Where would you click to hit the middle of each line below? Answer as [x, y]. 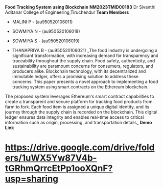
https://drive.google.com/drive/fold [80, 148]
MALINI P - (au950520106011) [42, 22]
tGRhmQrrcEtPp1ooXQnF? [59, 168]
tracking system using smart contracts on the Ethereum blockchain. [80, 87]
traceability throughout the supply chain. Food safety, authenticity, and [83, 61]
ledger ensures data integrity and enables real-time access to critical [75, 117]
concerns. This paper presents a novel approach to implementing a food [85, 81]
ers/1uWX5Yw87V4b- [51, 158]
